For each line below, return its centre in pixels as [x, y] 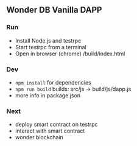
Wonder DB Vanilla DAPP [54, 10]
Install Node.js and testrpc [48, 40]
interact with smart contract [50, 131]
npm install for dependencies [53, 82]
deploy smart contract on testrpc [57, 125]
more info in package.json [48, 95]
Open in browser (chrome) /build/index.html [70, 54]
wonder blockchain [39, 137]
